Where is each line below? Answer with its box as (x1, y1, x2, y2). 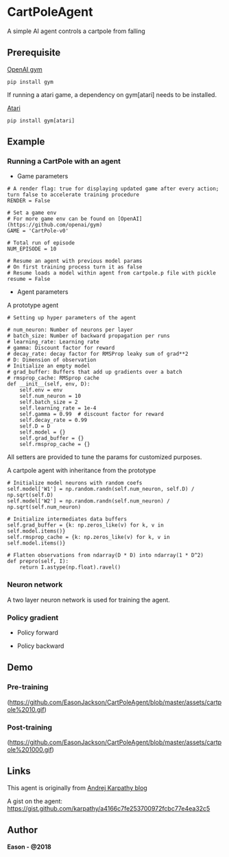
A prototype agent (7, 301, 59, 310)
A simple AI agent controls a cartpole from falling (7, 27, 145, 35)
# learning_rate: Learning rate (7, 339, 99, 346)
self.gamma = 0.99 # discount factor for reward (19, 411, 165, 418)
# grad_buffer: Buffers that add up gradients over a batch (7, 369, 183, 376)
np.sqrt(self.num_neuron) (7, 504, 81, 511)
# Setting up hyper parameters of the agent (7, 315, 136, 321)
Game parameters (16, 172, 69, 180)
